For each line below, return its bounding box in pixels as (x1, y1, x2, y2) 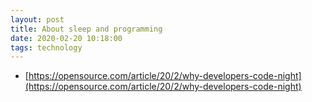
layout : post (10, 14, 65, 25)
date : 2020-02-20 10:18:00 (10, 33, 123, 43)
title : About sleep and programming (10, 24, 163, 34)
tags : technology (10, 42, 83, 53)
